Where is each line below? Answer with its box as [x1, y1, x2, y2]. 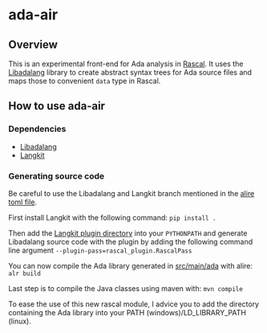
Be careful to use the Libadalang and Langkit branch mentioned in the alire [8, 188, 255, 198]
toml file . [8, 197, 38, 207]
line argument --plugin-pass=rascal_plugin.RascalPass [8, 245, 192, 255]
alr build [8, 269, 42, 277]
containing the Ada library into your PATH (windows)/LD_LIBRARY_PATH [8, 307, 247, 317]
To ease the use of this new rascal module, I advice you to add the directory [8, 299, 259, 309]
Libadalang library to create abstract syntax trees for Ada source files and [8, 68, 253, 77]
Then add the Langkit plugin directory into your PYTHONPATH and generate [8, 228, 248, 238]
